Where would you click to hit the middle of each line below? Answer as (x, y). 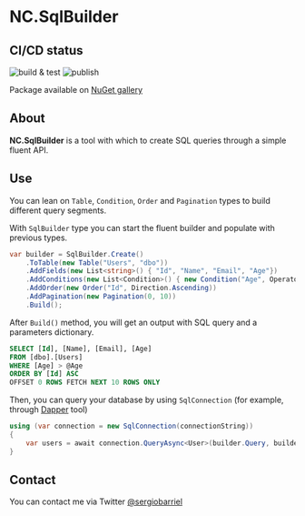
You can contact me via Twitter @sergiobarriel (96, 501)
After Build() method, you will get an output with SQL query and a (133, 322)
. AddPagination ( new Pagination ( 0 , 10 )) (101, 297)
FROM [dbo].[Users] (46, 357)
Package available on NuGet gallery (76, 90)
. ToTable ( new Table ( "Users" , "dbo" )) (97, 263)
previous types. (39, 238)
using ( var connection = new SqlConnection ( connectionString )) (132, 426)
